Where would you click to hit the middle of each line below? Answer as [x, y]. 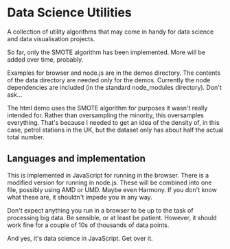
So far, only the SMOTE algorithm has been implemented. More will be [106, 52]
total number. [26, 137]
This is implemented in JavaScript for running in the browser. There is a [108, 175]
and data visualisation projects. [51, 38]
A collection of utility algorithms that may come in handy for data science [111, 32]
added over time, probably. [45, 59]
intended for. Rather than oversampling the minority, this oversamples [105, 115]
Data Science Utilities [69, 13]
